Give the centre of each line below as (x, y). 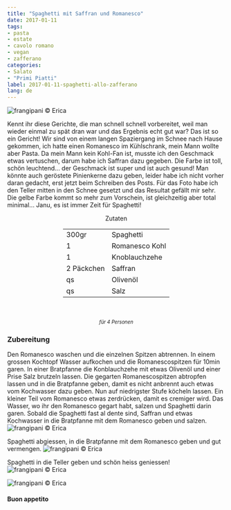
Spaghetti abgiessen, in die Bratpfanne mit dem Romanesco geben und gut (114, 441)
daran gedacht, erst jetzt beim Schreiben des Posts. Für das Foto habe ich (113, 183)
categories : (24, 65)
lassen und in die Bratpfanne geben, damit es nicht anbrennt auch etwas (111, 384)
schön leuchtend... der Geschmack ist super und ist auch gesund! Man (108, 168)
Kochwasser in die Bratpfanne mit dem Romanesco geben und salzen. (107, 421)
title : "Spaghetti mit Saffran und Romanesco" (75, 14)
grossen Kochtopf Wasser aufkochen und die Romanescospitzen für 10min (113, 362)
